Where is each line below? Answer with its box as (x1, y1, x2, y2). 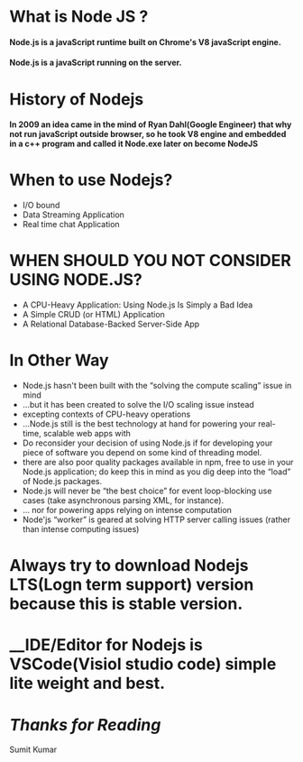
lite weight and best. (9, 674, 165, 693)
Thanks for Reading (9, 714, 161, 735)
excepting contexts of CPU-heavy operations (22, 409, 191, 419)
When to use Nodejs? (9, 170, 173, 190)
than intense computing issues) (22, 523, 140, 534)
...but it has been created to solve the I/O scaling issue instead (22, 399, 254, 409)
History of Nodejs (9, 88, 144, 109)
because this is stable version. (9, 593, 243, 614)
